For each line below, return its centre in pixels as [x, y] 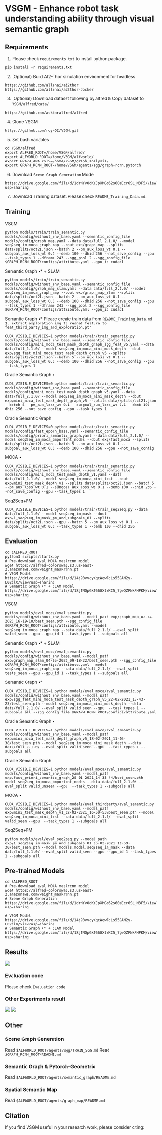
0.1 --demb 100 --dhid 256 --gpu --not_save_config [101, 448]
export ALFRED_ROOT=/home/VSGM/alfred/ [45, 153]
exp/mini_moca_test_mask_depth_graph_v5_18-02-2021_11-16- [66, 738]
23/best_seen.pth [22, 704]
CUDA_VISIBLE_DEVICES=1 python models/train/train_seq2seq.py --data [76, 509]
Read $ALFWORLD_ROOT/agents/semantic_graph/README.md [60, 1077]
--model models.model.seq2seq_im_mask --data [88, 847]
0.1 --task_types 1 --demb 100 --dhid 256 [91, 526]
